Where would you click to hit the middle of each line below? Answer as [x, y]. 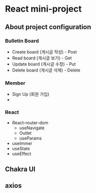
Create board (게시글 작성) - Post [44, 52]
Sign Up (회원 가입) [31, 94]
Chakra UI [20, 169]
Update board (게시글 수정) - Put [44, 64]
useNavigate [32, 128]
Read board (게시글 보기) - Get [42, 58]
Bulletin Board [22, 41]
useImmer [22, 143]
